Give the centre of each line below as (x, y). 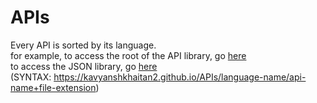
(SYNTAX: (31, 77)
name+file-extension (53, 87)
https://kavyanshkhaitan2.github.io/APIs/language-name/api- (180, 77)
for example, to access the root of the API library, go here (128, 55)
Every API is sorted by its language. (83, 45)
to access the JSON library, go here (84, 66)
